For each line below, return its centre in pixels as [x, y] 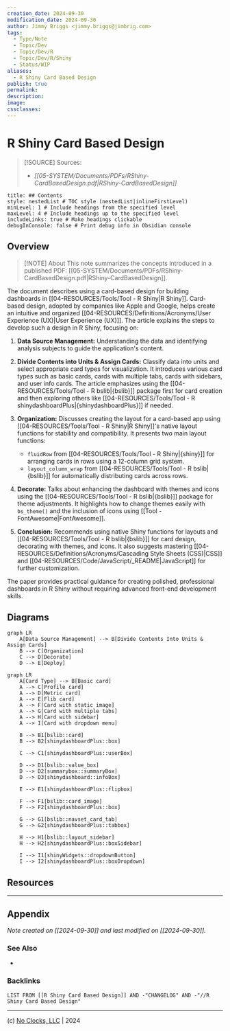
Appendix [28, 914]
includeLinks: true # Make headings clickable [75, 219]
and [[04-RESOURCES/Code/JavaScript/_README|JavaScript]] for [111, 560]
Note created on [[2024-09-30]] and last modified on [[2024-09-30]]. [107, 930]
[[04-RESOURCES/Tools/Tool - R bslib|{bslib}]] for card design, [106, 539]
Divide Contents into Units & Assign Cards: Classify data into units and [118, 361]
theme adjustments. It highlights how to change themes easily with [111, 503]
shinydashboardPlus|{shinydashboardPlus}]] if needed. [95, 405]
